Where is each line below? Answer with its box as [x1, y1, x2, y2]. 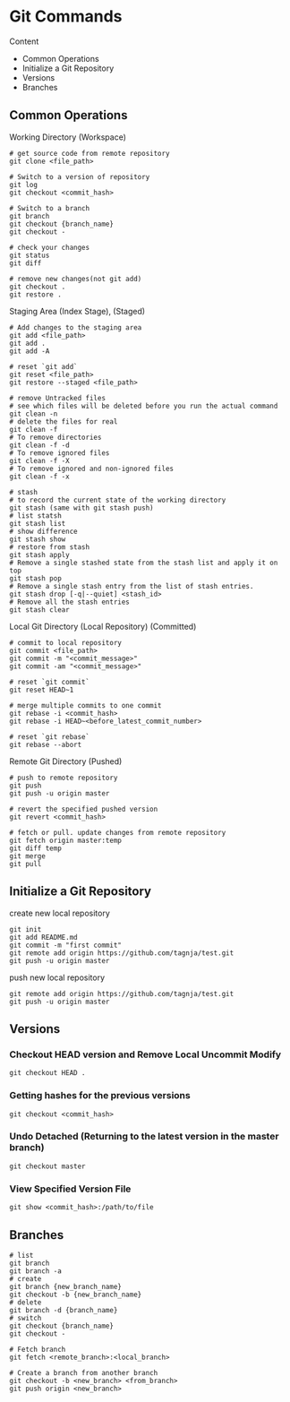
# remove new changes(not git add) [9, 274, 142, 283]
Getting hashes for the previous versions [9, 1089, 191, 1102]
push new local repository [9, 972, 106, 983]
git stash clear [9, 605, 70, 615]
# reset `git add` [9, 362, 78, 371]
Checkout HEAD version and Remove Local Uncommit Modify [9, 1048, 282, 1061]
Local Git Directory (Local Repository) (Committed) [9, 621, 197, 632]
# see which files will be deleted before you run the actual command [9, 401, 278, 410]
